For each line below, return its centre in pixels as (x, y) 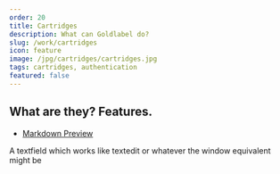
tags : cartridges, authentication (74, 68)
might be (25, 160)
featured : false (39, 76)
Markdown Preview (58, 133)
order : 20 (28, 17)
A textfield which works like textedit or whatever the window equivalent (140, 150)
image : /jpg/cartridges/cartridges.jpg (83, 59)
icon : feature (36, 51)
